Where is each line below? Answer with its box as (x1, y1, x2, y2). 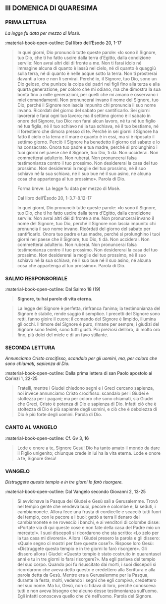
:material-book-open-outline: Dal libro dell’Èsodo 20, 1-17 (5, 40, 122, 46)
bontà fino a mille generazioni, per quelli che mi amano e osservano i (17, 91, 158, 97)
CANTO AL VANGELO (5, 424, 57, 431)
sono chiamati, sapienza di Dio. (5, 361, 70, 366)
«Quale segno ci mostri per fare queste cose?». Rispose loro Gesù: (17, 540, 154, 546)
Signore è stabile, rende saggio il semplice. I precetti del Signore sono (17, 310, 160, 316)
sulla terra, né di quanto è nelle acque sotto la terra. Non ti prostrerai (17, 70, 157, 76)
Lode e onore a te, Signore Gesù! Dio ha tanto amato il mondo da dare (17, 445, 160, 451)
